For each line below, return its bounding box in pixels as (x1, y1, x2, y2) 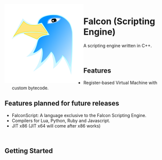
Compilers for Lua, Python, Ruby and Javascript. (11, 118, 110, 123)
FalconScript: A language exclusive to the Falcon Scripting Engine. (11, 112, 147, 118)
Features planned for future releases (4, 99, 119, 108)
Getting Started (4, 147, 53, 155)
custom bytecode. (11, 85, 49, 91)
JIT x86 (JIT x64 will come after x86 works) (11, 122, 101, 129)
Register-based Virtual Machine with (83, 80, 158, 85)
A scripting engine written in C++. (83, 42, 152, 48)
